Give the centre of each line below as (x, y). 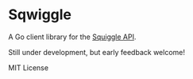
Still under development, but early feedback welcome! (96, 52)
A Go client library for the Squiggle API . (72, 37)
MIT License (29, 67)
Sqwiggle (40, 15)
